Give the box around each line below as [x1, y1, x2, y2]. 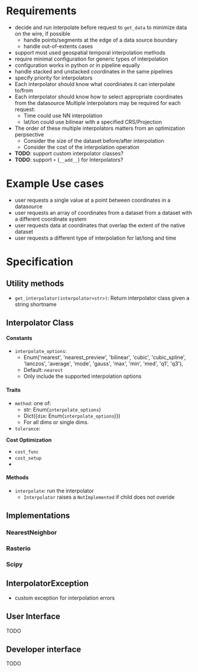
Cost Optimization [6, 436, 52, 443]
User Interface [6, 612, 61, 622]
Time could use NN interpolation [23, 112, 103, 119]
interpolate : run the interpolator [14, 487, 95, 494]
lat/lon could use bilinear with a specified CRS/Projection [23, 118, 163, 125]
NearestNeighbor [6, 528, 57, 537]
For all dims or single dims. [23, 418, 89, 425]
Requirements [6, 4, 77, 18]
